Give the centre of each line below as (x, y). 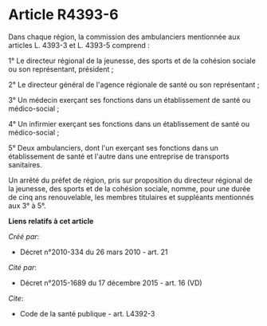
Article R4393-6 (64, 15)
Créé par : (24, 236)
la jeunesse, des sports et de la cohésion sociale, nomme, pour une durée (130, 188)
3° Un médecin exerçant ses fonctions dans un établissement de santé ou (130, 100)
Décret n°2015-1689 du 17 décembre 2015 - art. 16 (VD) (111, 283)
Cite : (16, 298)
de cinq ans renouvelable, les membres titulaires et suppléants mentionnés (131, 197)
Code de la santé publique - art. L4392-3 (87, 313)
